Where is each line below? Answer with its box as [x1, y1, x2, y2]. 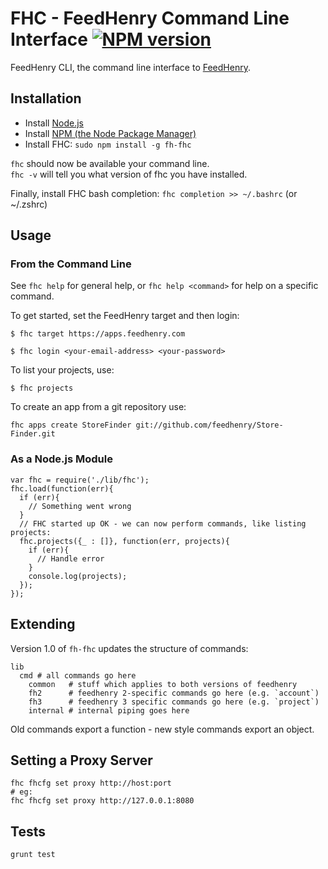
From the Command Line [10, 257, 132, 271]
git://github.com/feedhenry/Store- [135, 420, 284, 431]
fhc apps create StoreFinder [10, 420, 132, 431]
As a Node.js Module [10, 452, 113, 466]
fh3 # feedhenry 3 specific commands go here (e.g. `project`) [28, 697, 320, 707]
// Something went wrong [28, 501, 132, 511]
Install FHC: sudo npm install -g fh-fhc [24, 138, 192, 150]
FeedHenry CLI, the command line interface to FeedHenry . [10, 61, 251, 73]
